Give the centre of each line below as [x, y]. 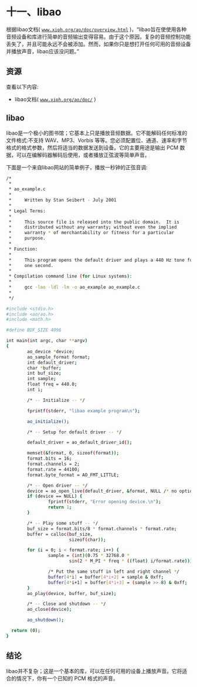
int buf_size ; [44, 373]
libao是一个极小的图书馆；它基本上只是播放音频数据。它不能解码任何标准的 [97, 133]
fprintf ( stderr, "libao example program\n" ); [84, 411]
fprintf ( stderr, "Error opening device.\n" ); [104, 502]
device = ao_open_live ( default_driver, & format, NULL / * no [102, 491]
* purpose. [27, 238]
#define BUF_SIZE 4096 [34, 330]
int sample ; [42, 379]
